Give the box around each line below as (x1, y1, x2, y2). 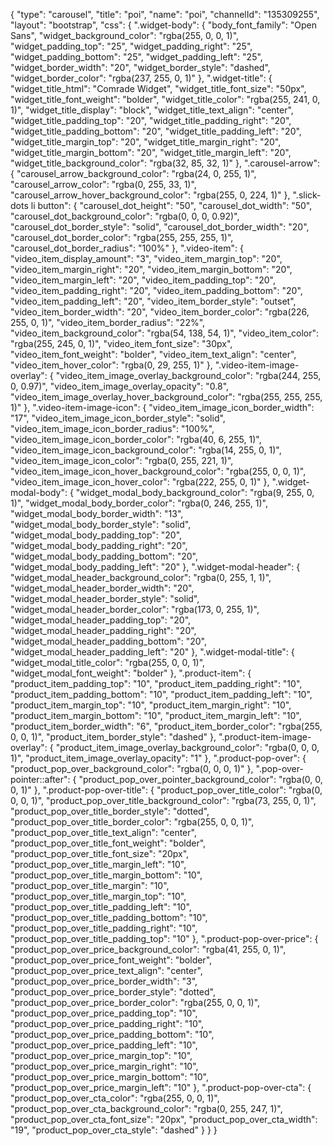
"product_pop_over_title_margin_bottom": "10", (10, 869, 203, 881)
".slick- (292, 189, 322, 201)
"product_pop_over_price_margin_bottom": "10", (10, 1071, 209, 1083)
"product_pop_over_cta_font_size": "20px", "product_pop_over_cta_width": (10, 1114, 318, 1125)
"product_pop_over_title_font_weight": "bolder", (10, 837, 207, 849)
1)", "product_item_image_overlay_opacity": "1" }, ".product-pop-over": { (10, 752, 307, 764)
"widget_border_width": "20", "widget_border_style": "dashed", (10, 62, 271, 73)
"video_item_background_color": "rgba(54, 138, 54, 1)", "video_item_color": (10, 327, 320, 339)
